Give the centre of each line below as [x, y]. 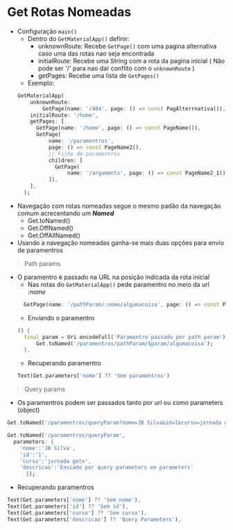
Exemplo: [41, 83]
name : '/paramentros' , [81, 141]
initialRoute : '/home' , [64, 115]
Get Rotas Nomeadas [69, 12]
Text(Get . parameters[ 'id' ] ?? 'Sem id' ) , [68, 507]
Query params [45, 389]
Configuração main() [47, 31]
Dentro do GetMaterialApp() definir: [78, 38]
